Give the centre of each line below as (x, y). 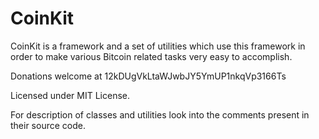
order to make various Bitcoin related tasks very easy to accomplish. (151, 56)
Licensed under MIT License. (70, 95)
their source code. (48, 125)
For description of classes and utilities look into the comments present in (160, 114)
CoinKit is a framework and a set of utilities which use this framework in (158, 46)
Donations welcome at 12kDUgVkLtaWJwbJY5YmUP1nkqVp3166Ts (148, 76)
